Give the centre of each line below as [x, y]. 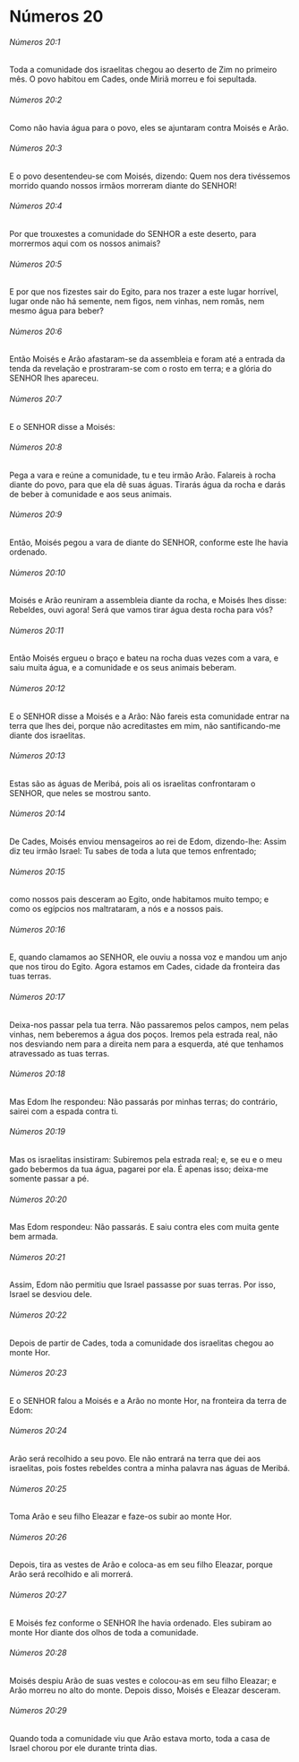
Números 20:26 [38, 1537]
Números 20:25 [38, 1488]
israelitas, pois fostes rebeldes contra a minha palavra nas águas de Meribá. [150, 1468]
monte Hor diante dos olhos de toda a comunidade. [104, 1632]
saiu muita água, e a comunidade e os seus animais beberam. [123, 668]
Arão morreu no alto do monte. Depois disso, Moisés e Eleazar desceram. [145, 1690]
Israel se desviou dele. [51, 1294]
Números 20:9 [36, 514]
